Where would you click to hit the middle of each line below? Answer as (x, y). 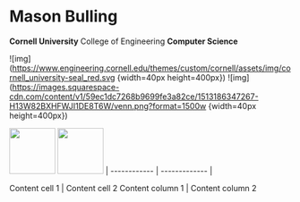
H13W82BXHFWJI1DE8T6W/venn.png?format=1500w (108, 105)
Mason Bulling (64, 17)
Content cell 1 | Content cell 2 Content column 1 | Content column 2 (133, 188)
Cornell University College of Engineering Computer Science (124, 41)
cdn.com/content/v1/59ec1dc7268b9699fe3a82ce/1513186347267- (134, 97)
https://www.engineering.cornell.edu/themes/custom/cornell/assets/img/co (151, 68)
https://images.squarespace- (66, 87)
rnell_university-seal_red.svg (62, 77)
